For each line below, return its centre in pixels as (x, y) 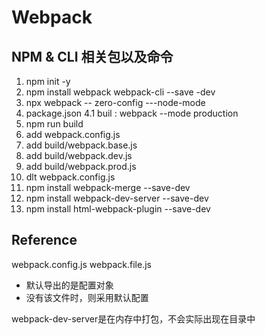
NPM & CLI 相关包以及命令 (92, 56)
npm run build (54, 124)
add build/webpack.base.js (81, 145)
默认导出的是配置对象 (69, 285)
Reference (44, 240)
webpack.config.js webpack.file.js (81, 264)
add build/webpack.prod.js (81, 166)
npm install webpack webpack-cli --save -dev (120, 92)
